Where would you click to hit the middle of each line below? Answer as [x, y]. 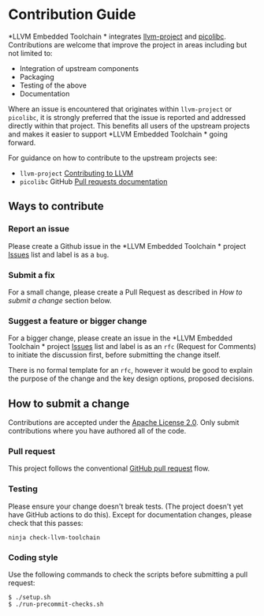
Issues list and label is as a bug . [59, 254]
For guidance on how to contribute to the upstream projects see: [113, 158]
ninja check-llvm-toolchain [54, 537]
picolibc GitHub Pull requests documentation [93, 181]
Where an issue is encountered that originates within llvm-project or [120, 109]
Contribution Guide [72, 15]
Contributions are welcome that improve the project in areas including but [128, 44]
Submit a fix [32, 275]
